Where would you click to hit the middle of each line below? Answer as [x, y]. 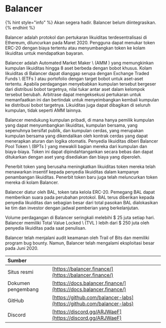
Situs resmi [21, 272]
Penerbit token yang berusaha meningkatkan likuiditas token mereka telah [80, 166]
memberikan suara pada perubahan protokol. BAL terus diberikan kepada [80, 197]
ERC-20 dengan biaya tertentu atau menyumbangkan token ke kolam [75, 48]
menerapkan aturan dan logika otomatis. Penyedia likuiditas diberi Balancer [82, 141]
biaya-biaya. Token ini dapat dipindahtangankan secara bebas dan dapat [79, 152]
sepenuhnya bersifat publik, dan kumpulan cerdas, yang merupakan [74, 130]
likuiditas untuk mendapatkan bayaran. [44, 53]
